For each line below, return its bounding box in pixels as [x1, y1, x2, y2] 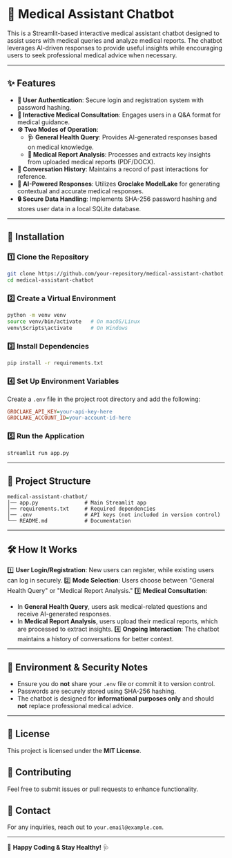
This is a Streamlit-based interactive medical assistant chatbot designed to [7, 29, 220, 37]
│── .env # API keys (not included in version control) [7, 511, 221, 518]
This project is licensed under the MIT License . [7, 746, 142, 754]
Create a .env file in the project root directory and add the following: [7, 395, 201, 403]
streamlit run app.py [7, 449, 70, 456]
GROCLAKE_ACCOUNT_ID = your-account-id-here [7, 414, 131, 422]
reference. [17, 172, 47, 180]
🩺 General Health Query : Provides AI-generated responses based [27, 133, 217, 141]
